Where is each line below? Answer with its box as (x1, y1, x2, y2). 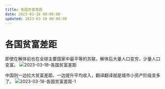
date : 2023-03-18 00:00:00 (5, 12, 61, 17)
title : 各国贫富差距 (5, 7, 43, 12)
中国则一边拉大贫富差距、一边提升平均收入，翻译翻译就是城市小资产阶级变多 (5, 72, 161, 78)
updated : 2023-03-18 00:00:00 (5, 16, 67, 21)
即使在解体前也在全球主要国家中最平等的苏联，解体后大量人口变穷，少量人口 (5, 56, 161, 62)
